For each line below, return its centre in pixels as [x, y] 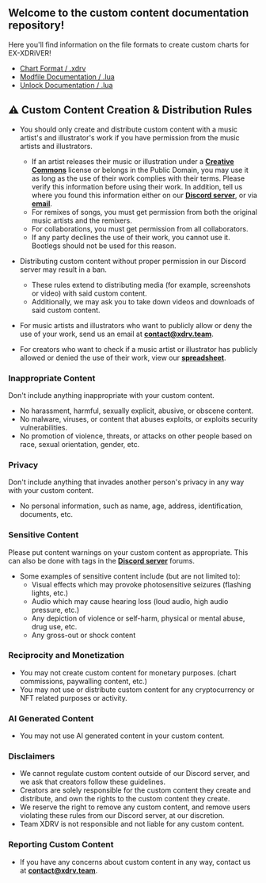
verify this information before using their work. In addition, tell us [137, 186]
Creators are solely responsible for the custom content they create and [135, 790]
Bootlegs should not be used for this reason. [104, 246]
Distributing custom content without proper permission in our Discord [133, 261]
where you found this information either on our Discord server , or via [144, 195]
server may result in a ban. [63, 269]
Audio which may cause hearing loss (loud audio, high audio [130, 601]
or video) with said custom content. [89, 293]
